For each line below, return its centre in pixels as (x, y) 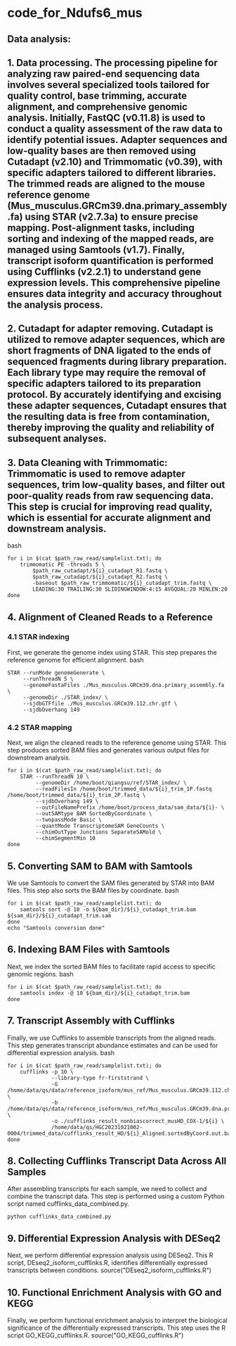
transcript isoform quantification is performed (111, 261)
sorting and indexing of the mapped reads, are (111, 238)
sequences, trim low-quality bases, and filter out (116, 485)
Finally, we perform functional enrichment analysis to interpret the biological (118, 1321)
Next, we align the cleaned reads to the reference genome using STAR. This (117, 743)
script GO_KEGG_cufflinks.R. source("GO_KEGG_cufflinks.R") (96, 1335)
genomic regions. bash (40, 974)
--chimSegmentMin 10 (66, 838)
